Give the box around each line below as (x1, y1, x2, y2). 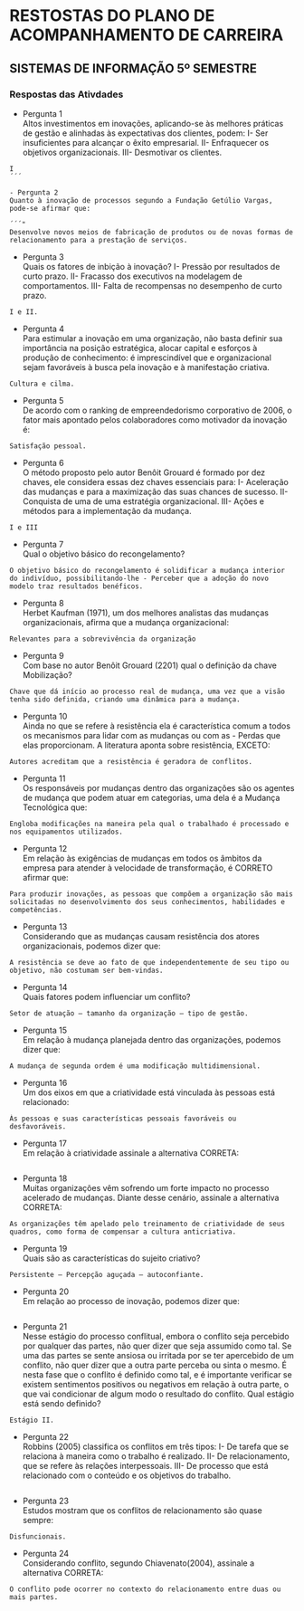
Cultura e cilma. (9, 379, 75, 388)
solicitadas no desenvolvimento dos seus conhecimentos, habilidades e (9, 897, 285, 906)
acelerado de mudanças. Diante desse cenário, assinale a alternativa (22, 1192, 280, 1203)
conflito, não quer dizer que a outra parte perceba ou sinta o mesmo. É (22, 1359, 288, 1370)
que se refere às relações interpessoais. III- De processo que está (22, 1460, 269, 1471)
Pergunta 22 (22, 1431, 70, 1442)
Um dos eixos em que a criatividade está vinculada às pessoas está (22, 1087, 276, 1098)
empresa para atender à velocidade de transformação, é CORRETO (22, 862, 273, 873)
